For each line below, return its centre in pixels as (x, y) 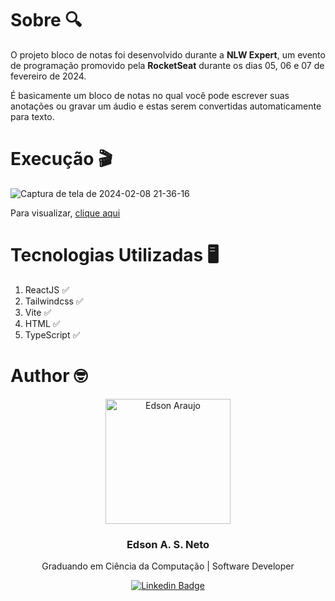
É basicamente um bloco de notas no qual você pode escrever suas (150, 95)
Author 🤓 (49, 376)
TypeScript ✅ (52, 334)
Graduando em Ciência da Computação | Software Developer (168, 566)
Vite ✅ (38, 312)
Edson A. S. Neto (168, 544)
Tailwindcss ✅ (54, 301)
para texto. (32, 116)
